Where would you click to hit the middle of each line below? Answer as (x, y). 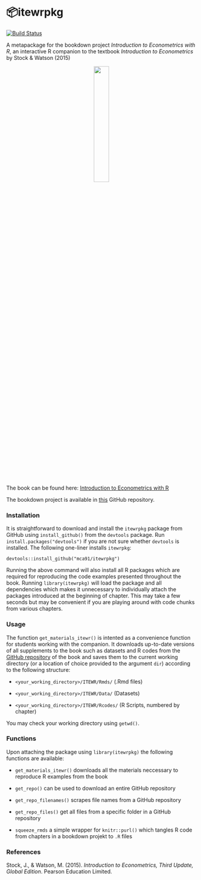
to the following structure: (38, 669)
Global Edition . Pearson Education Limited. (59, 872)
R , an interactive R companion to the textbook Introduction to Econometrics (100, 51)
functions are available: (35, 758)
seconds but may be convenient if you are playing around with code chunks (101, 602)
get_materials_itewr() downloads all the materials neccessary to (97, 770)
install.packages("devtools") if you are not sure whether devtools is (93, 541)
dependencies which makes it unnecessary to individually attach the (91, 589)
